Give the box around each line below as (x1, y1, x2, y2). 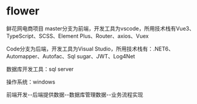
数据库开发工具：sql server (6, 65, 74, 73)
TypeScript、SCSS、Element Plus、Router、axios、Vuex (6, 32, 149, 40)
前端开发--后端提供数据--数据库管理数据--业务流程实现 (6, 91, 144, 98)
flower (6, 4, 40, 18)
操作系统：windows (6, 78, 56, 85)
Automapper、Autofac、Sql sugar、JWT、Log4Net (6, 52, 135, 60)
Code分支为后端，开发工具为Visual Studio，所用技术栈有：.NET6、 (6, 45, 174, 52)
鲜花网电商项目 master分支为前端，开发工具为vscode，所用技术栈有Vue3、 (6, 25, 195, 32)
